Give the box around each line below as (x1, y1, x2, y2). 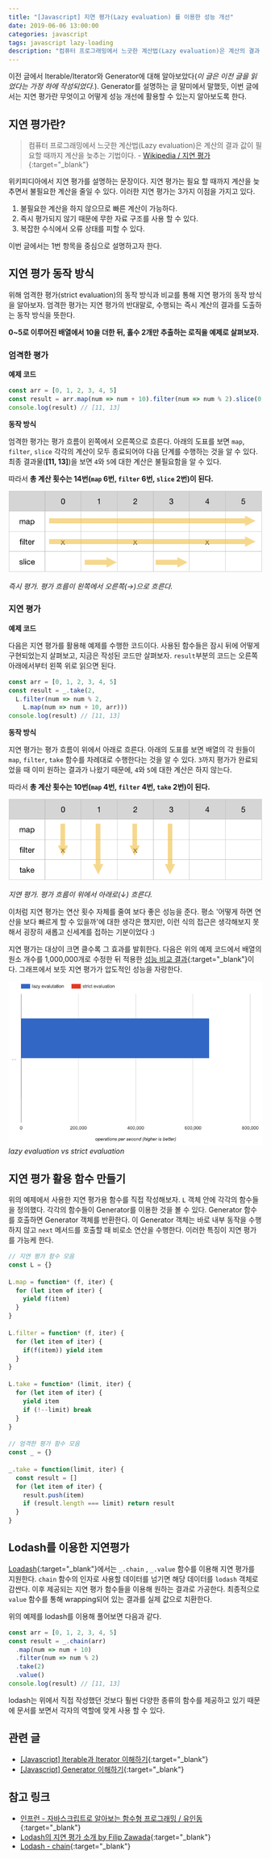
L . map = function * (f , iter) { (8, 1278, 114, 1286)
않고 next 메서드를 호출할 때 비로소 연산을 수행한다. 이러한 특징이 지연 (23, 1225, 242, 1235)
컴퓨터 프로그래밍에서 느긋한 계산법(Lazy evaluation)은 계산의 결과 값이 (27, 140, 254, 150)
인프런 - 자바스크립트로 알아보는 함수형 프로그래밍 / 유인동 (19, 1813, 203, 1823)
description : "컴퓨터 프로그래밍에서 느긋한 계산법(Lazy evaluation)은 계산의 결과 (8, 47, 261, 56)
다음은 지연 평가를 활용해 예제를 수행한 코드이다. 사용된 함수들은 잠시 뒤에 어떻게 (8, 640, 261, 650)
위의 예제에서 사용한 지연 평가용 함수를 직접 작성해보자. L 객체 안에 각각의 (8, 1195, 238, 1204)
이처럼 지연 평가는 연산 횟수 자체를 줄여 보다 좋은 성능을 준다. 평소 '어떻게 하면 (8, 907, 253, 917)
